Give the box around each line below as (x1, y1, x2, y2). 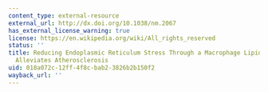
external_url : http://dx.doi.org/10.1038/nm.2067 (8, 19, 177, 27)
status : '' (8, 42, 45, 50)
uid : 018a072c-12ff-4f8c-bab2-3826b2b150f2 (8, 64, 156, 72)
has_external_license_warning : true (8, 26, 130, 34)
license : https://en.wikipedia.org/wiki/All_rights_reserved (8, 34, 216, 42)
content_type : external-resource (8, 11, 120, 20)
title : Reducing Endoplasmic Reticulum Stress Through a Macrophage (8, 49, 241, 57)
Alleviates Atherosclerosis (15, 57, 109, 65)
